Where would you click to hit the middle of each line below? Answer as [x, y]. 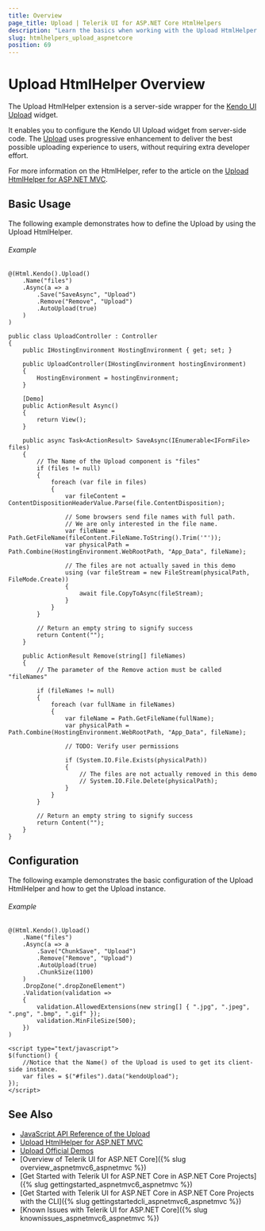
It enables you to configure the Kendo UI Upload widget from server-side [127, 130]
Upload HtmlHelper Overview [107, 85]
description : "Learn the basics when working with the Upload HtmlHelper [133, 30]
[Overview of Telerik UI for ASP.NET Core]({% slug [103, 1159]
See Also [31, 1115]
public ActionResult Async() [71, 406]
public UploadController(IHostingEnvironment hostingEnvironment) [134, 365]
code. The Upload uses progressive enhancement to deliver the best [120, 139]
